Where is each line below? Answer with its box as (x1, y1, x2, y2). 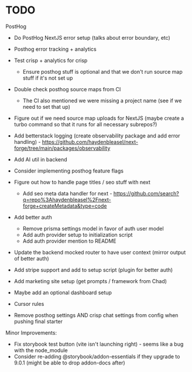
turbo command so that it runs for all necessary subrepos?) (13, 120, 157, 128)
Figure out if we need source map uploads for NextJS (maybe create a (13, 115, 184, 122)
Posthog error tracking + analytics (13, 45, 97, 53)
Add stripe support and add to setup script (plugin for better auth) (13, 266, 173, 273)
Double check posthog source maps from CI (13, 85, 121, 92)
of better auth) (13, 255, 49, 262)
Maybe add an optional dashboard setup (13, 289, 112, 296)
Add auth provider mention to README (22, 237, 116, 244)
